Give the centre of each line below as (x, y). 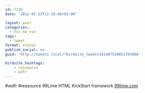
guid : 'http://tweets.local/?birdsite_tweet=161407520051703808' (73, 54)
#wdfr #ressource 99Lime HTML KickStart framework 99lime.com (72, 86)
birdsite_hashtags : (25, 63)
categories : (17, 27)
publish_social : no (25, 50)
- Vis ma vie (23, 32)
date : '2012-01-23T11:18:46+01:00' (41, 14)
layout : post (18, 23)
